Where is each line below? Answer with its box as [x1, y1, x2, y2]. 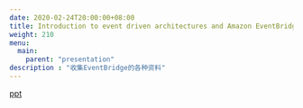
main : [17, 47, 39, 56]
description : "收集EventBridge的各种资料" [9, 64, 166, 73]
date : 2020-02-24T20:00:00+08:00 [9, 13, 135, 22]
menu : [9, 38, 30, 48]
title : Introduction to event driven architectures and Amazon [9, 22, 252, 31]
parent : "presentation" [25, 55, 115, 64]
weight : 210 [9, 30, 54, 39]
